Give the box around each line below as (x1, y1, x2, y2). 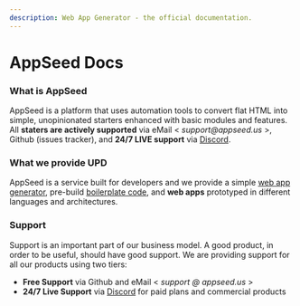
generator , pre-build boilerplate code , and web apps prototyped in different (9, 186, 291, 197)
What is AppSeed (9, 84, 88, 97)
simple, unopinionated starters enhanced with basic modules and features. (9, 115, 287, 126)
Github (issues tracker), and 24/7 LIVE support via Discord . (9, 134, 231, 145)
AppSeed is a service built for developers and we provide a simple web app (9, 177, 291, 188)
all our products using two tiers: (9, 259, 128, 270)
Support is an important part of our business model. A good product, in (9, 239, 274, 250)
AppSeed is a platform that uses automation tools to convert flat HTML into (9, 105, 288, 116)
